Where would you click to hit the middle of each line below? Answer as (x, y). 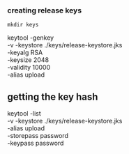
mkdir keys (23, 25)
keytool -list (24, 114)
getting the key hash (53, 97)
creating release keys (45, 10)
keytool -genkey (31, 38)
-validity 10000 (29, 68)
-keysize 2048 (28, 60)
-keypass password (36, 143)
